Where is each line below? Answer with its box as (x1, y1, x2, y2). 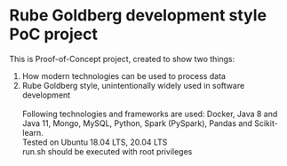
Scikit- (254, 117, 278, 129)
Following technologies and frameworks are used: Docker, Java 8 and (21, 108, 278, 119)
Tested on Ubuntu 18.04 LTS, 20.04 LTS (21, 137, 168, 147)
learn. (21, 127, 44, 138)
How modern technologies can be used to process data (21, 70, 227, 81)
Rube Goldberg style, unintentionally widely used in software (21, 80, 245, 91)
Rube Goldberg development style (9, 5, 267, 26)
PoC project (9, 24, 98, 44)
